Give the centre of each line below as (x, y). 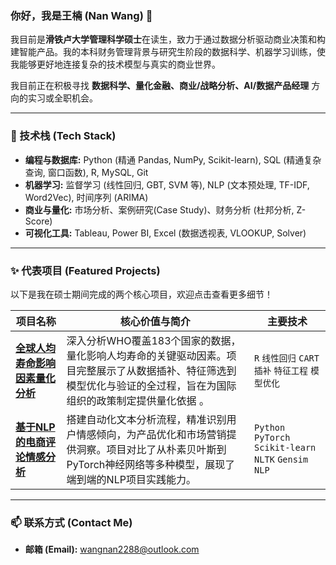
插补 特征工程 (281, 370)
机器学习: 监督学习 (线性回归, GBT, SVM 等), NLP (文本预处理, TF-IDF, (167, 184)
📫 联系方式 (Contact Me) (71, 522)
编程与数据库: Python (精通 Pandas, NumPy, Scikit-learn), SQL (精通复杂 (173, 159)
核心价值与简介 (155, 321)
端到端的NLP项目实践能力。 (131, 479)
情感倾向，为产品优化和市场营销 (151, 434)
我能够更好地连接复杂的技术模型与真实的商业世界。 (115, 64)
